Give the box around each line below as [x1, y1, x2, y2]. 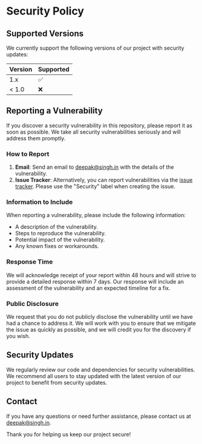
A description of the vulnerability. [15, 223, 98, 230]
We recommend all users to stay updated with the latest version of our [6, 372, 181, 379]
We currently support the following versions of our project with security [6, 44, 184, 51]
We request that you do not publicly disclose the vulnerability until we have [6, 313, 194, 320]
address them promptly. [6, 134, 66, 142]
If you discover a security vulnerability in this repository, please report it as [6, 122, 192, 129]
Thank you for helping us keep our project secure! [6, 431, 131, 438]
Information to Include [6, 198, 73, 206]
